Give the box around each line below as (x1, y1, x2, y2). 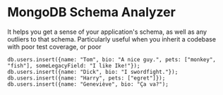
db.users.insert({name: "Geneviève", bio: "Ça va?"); (7, 80, 169, 88)
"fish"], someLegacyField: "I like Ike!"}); (7, 62, 140, 69)
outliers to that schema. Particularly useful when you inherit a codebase (7, 34, 217, 43)
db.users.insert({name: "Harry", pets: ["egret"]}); (7, 75, 166, 82)
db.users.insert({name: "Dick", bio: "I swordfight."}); (7, 68, 179, 75)
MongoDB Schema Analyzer (7, 4, 176, 20)
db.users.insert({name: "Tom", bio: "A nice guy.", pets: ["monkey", (7, 56, 217, 63)
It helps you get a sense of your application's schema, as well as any (7, 27, 207, 36)
